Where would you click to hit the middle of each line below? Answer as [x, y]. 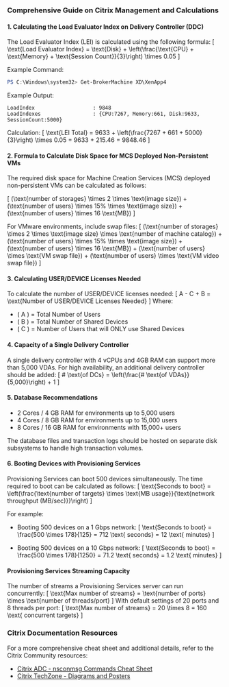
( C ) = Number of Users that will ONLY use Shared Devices [100, 329]
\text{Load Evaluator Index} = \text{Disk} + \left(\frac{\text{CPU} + [100, 49]
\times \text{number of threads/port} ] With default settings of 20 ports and [113, 601]
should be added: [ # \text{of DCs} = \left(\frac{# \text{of [87, 374]
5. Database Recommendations [52, 398]
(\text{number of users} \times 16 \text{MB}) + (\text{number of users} [106, 248]
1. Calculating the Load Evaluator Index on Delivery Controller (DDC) [105, 27]
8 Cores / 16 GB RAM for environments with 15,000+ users [99, 427]
